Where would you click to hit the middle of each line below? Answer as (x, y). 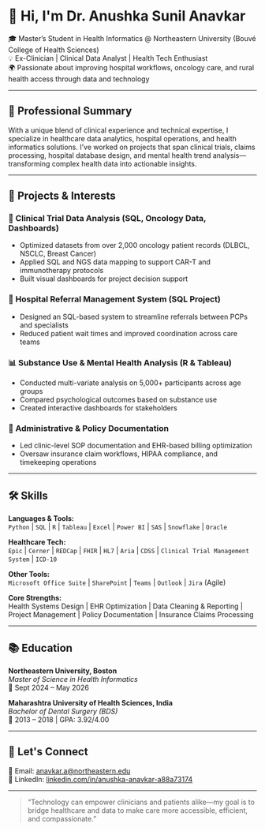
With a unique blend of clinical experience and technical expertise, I (118, 130)
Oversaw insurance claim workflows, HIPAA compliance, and (119, 454)
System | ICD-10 (33, 559)
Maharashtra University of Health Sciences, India (91, 702)
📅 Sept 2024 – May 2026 (49, 687)
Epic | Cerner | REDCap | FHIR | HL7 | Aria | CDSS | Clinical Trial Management (129, 551)
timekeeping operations (58, 462)
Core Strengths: (35, 598)
